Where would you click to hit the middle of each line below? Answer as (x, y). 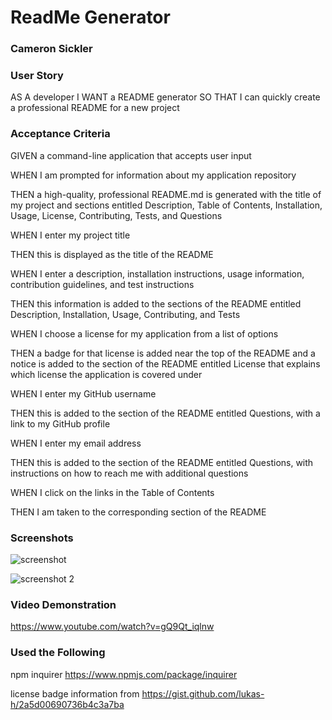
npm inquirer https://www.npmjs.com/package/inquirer (124, 674)
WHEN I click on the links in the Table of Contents (112, 492)
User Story (37, 76)
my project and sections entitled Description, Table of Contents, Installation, (166, 205)
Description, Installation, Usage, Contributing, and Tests (125, 314)
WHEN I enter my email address (76, 443)
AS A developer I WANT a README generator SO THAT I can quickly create (165, 97)
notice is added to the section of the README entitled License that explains (165, 363)
